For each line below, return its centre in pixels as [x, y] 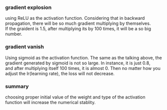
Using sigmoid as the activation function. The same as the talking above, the [83, 57]
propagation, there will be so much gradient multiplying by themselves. [78, 23]
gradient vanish [24, 47]
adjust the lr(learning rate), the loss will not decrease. [60, 73]
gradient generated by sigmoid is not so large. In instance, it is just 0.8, [78, 63]
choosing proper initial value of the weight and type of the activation [75, 97]
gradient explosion [28, 7]
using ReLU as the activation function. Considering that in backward [75, 18]
